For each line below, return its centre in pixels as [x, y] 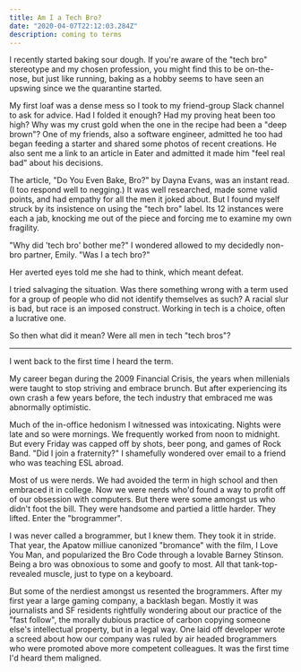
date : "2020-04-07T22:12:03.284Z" [74, 26]
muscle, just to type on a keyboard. [108, 574]
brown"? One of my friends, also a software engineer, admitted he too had [146, 135]
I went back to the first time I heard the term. [91, 362]
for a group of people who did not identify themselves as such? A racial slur [149, 299]
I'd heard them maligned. [56, 658]
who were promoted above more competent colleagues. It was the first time [149, 649]
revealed [26, 574]
